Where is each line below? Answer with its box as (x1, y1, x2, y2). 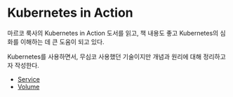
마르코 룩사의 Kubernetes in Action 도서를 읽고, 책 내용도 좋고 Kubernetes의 (7, 29, 219, 37)
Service (17, 75, 40, 83)
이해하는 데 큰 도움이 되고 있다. (20, 37, 105, 46)
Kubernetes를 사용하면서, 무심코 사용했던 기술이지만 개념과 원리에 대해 (7, 52, 202, 61)
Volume (17, 82, 40, 91)
